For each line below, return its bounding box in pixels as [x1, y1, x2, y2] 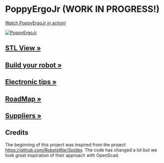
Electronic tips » [5, 78, 57, 86]
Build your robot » [5, 61, 62, 69]
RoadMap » [5, 94, 41, 103]
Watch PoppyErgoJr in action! [5, 20, 66, 26]
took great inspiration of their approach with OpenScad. [5, 152, 119, 158]
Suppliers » [5, 111, 42, 120]
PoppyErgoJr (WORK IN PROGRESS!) [5, 3, 160, 15]
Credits [5, 128, 29, 137]
